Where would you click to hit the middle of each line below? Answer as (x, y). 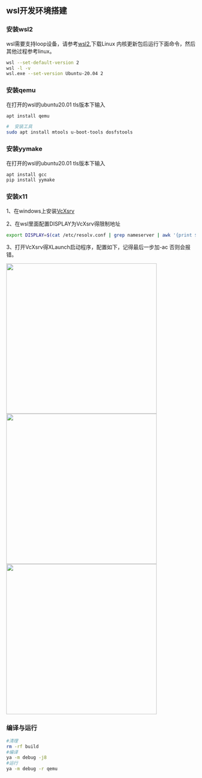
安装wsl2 (20, 29)
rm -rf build (23, 746)
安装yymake (24, 149)
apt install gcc (26, 174)
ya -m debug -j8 (26, 758)
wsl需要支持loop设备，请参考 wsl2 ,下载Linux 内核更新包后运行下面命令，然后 (101, 43)
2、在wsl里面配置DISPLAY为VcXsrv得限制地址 (63, 224)
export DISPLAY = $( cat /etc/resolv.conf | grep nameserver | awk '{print (99, 235)
